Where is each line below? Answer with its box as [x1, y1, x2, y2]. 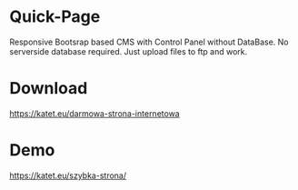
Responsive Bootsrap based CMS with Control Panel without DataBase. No [9, 36, 289, 47]
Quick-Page [9, 6, 101, 27]
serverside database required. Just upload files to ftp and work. [9, 45, 248, 56]
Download [9, 78, 88, 99]
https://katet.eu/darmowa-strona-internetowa [9, 107, 180, 119]
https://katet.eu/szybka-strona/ [9, 170, 127, 181]
